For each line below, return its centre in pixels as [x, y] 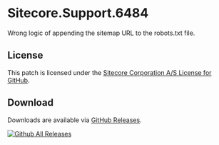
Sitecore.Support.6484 [78, 13]
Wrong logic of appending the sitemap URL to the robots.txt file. [101, 33]
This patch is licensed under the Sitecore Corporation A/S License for [109, 72]
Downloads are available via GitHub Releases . [75, 120]
